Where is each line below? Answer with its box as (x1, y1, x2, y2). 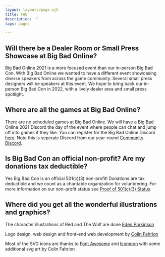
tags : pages (5, 21, 30, 26)
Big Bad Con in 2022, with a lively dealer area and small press (20, 86, 147, 92)
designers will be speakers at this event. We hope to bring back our (5, 81, 143, 87)
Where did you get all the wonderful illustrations (5, 200, 157, 209)
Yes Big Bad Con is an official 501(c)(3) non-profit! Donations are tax (5, 175, 145, 181)
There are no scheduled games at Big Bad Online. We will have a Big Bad (5, 119, 154, 125)
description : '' (5, 16, 39, 21)
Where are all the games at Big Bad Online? (5, 105, 141, 114)
